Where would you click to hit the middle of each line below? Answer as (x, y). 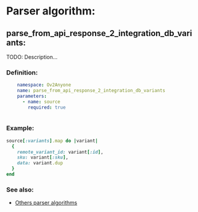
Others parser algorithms (46, 203)
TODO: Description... (32, 57)
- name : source (41, 101)
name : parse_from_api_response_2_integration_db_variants (91, 91)
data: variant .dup (40, 163)
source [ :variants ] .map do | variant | (52, 141)
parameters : (32, 96)
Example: (20, 129)
